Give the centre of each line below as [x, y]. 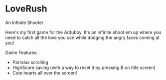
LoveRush [26, 9]
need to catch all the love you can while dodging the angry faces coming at [83, 37]
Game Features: [22, 52]
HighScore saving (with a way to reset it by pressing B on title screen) [84, 67]
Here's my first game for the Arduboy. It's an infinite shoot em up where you [83, 32]
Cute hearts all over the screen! [45, 72]
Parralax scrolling [30, 62]
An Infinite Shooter [24, 22]
